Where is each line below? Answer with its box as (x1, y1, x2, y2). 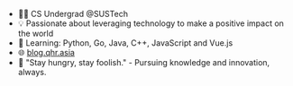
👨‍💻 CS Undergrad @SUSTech (17, 9, 129, 19)
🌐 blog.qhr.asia (17, 47, 75, 57)
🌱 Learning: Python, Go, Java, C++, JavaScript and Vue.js (17, 38, 233, 48)
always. (17, 67, 47, 77)
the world (17, 28, 54, 39)
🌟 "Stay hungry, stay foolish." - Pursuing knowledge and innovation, (17, 57, 270, 67)
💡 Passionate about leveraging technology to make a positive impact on (17, 18, 284, 29)
